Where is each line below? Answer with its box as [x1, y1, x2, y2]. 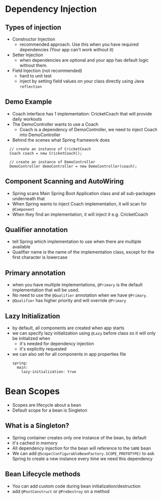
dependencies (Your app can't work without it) [19, 47, 114, 52]
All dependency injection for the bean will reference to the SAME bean [12, 445, 151, 451]
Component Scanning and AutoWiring [5, 177, 124, 186]
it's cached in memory [12, 440, 58, 446]
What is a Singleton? [5, 422, 70, 430]
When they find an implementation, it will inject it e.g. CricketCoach [12, 211, 148, 217]
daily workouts [12, 116, 42, 122]
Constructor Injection [12, 36, 55, 42]
